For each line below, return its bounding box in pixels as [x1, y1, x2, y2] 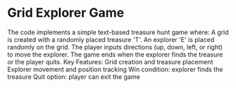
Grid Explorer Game [7, 5, 125, 21]
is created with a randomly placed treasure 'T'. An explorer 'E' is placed [7, 35, 215, 43]
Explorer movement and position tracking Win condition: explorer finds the [7, 65, 223, 73]
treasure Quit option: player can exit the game [7, 72, 141, 81]
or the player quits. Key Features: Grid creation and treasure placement [7, 57, 213, 66]
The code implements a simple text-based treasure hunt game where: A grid [7, 28, 229, 36]
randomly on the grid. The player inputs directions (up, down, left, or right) [7, 43, 223, 51]
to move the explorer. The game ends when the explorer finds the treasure [7, 50, 223, 59]
